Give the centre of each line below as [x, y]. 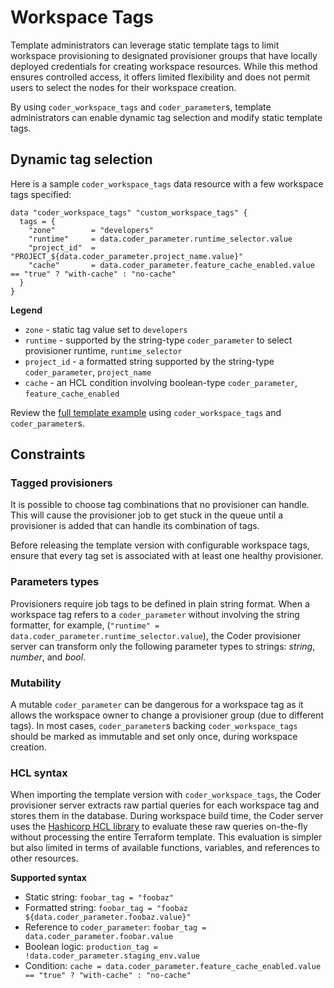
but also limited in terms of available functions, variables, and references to [165, 848]
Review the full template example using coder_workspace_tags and [146, 412]
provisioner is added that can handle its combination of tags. [135, 526]
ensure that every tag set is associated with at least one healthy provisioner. [167, 556]
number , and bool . [48, 657]
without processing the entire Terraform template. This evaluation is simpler [166, 837]
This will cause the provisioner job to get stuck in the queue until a [146, 515]
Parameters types [55, 582]
